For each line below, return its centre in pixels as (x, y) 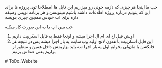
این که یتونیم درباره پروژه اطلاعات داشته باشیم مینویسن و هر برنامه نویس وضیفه (78, 12)
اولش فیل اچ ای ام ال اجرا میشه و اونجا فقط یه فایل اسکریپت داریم (73, 36)
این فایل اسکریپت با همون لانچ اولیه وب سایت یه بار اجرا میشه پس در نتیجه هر (82, 41)
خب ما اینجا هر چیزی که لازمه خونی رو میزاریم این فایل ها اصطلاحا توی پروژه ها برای (81, 7)
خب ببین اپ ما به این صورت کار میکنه (39, 27)
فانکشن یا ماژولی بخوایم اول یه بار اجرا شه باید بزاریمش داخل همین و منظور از (83, 46)
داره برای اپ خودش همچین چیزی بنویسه (42, 17)
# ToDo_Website (21, 61)
